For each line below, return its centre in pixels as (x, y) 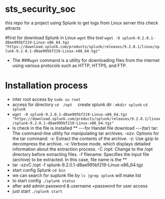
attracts (13, 28)
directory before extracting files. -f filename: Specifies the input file (81, 154)
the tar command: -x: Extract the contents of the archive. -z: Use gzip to (85, 138)
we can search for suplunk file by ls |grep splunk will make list (77, 175)
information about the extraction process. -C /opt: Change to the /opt (82, 149)
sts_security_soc (40, 9)
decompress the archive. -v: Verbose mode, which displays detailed (81, 144)
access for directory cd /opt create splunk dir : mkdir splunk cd (80, 104)
